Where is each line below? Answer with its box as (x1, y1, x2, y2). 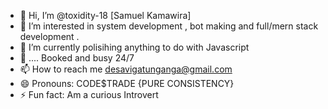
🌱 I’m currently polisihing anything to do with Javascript (19, 41, 250, 53)
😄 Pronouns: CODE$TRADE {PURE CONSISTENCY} (19, 78, 235, 89)
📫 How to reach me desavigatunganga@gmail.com (19, 63, 233, 75)
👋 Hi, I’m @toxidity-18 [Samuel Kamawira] (19, 10, 192, 21)
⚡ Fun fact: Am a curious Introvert (19, 89, 159, 100)
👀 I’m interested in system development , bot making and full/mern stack (19, 20, 319, 32)
